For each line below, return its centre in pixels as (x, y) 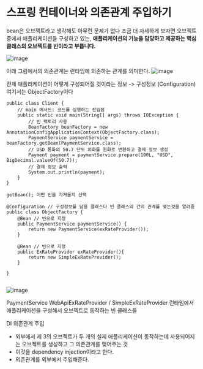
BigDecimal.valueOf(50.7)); (42, 160)
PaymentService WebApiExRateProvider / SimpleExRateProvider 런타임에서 (100, 302)
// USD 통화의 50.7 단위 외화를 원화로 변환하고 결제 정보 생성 (98, 150)
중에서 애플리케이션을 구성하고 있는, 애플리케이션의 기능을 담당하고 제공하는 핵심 (102, 38)
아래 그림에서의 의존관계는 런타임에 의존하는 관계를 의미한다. (78, 70)
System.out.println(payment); (67, 172)
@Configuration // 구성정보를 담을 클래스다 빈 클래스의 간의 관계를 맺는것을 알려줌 (101, 207)
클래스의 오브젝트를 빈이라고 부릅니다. (51, 46)
